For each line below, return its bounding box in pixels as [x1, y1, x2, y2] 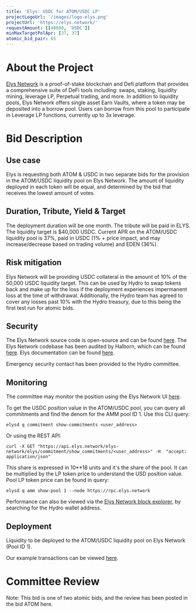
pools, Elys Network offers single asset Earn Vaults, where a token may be [6, 99, 185, 106]
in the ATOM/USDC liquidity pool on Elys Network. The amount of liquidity [6, 177, 184, 184]
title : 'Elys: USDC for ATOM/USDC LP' [6, 8, 101, 15]
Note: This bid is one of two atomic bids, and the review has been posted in [6, 594, 188, 601]
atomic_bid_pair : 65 [6, 36, 57, 42]
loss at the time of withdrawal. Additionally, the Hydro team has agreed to [6, 292, 183, 299]
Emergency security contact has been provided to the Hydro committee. [6, 361, 180, 368]
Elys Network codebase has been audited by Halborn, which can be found [6, 343, 185, 350]
